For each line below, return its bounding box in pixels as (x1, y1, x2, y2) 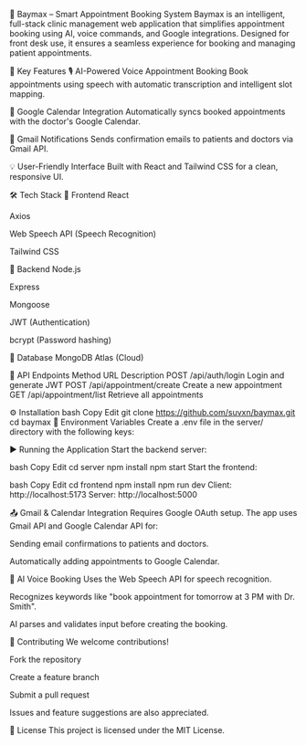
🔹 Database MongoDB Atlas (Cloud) (9, 352, 144, 362)
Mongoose (9, 299, 50, 310)
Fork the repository (9, 654, 82, 665)
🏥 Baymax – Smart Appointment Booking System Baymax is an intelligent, (9, 9, 286, 19)
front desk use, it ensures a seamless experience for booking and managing (9, 37, 296, 48)
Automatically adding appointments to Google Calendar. (9, 556, 220, 566)
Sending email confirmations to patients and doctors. (9, 539, 209, 549)
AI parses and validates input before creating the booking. (9, 619, 228, 629)
